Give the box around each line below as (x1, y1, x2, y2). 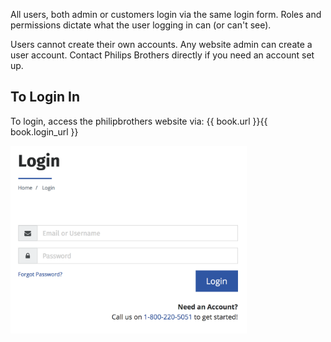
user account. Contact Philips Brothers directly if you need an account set (10, 49, 315, 61)
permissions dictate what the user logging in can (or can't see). (10, 19, 272, 31)
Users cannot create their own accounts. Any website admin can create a (10, 39, 313, 50)
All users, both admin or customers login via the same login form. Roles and (10, 9, 322, 20)
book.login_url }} (10, 125, 79, 138)
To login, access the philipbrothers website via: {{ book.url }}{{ (10, 115, 268, 127)
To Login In (10, 89, 80, 106)
